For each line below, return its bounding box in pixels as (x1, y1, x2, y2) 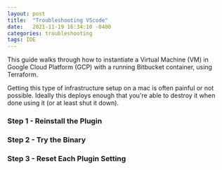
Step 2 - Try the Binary (7, 134, 86, 144)
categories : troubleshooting (7, 29, 93, 37)
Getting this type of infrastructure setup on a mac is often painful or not (7, 84, 214, 92)
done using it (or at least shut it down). (7, 99, 119, 107)
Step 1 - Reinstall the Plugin (7, 116, 103, 126)
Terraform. (7, 71, 39, 79)
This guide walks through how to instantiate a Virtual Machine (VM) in (7, 55, 209, 64)
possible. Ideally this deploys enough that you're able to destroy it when (7, 92, 216, 100)
